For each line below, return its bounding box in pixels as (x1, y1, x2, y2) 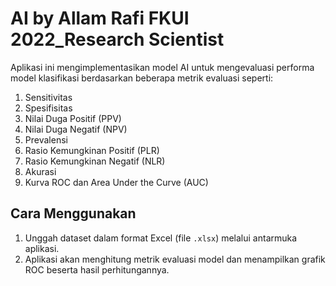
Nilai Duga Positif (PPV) (24, 112, 122, 124)
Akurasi (24, 165, 57, 177)
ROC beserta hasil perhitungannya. (24, 263, 170, 276)
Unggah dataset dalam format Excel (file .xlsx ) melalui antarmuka (24, 232, 298, 244)
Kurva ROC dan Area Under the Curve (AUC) (24, 176, 209, 188)
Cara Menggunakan (10, 205, 137, 222)
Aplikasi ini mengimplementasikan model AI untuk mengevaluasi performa (10, 61, 315, 73)
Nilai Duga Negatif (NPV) (24, 123, 128, 135)
